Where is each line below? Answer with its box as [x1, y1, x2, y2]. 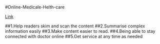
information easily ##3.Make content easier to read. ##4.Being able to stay [5, 28, 156, 34]
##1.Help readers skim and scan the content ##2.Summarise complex [5, 23, 145, 29]
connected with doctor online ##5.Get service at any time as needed [5, 34, 143, 39]
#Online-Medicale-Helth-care [5, 4, 65, 10]
